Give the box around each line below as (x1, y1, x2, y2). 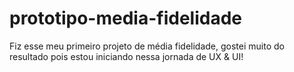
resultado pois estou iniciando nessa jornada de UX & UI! (9, 50, 244, 62)
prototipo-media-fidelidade (9, 7, 242, 30)
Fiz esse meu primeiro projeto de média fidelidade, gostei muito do (9, 40, 285, 52)
